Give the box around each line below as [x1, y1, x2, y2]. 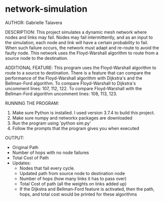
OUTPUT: [5, 135, 25, 141]
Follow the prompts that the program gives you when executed [12, 125, 139, 131]
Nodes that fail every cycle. [19, 165, 75, 171]
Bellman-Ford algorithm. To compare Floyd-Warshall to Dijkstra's [5, 80, 136, 86]
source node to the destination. [5, 55, 69, 61]
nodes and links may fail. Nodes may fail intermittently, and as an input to [5, 34, 153, 40]
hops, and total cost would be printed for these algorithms [19, 191, 137, 197]
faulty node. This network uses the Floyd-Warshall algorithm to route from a [5, 50, 159, 56]
